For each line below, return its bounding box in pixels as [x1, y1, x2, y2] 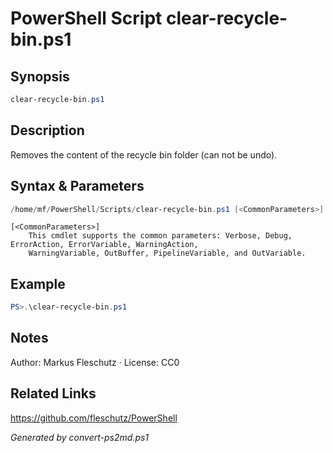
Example [10, 275, 66, 292]
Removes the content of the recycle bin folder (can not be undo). [10, 148, 278, 161]
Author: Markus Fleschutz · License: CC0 [10, 356, 180, 368]
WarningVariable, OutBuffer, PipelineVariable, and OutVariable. [28, 248, 307, 259]
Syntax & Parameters [10, 178, 145, 195]
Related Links [10, 385, 97, 402]
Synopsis [10, 68, 70, 85]
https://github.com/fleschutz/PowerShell [10, 412, 178, 424]
